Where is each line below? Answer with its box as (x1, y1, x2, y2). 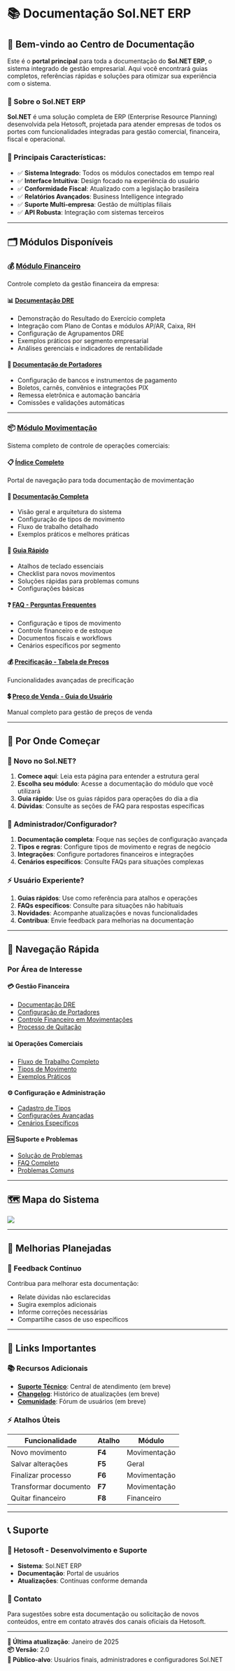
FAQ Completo (17, 1158, 59, 1167)
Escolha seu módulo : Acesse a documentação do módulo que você (17, 779, 213, 788)
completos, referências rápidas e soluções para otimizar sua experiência (7, 72, 217, 80)
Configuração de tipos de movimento (17, 515, 125, 523)
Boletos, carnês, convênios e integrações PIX (17, 383, 149, 391)
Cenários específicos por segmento (17, 641, 121, 650)
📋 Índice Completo (7, 457, 64, 467)
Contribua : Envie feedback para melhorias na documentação (17, 916, 194, 925)
